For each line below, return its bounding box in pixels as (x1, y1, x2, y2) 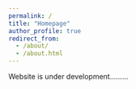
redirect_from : (8, 34, 60, 43)
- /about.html (15, 49, 63, 57)
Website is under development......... (8, 72, 129, 81)
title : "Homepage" (8, 19, 70, 28)
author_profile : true (8, 27, 82, 35)
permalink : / (8, 11, 53, 20)
